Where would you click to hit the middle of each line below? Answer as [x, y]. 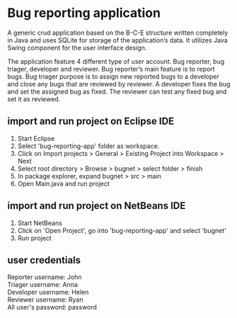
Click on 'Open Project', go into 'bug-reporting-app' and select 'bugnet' [122, 230]
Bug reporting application [84, 13]
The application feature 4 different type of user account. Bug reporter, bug [116, 61]
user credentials [44, 260]
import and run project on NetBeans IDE [97, 206]
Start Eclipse [36, 138]
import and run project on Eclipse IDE [91, 121]
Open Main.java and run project [63, 183]
